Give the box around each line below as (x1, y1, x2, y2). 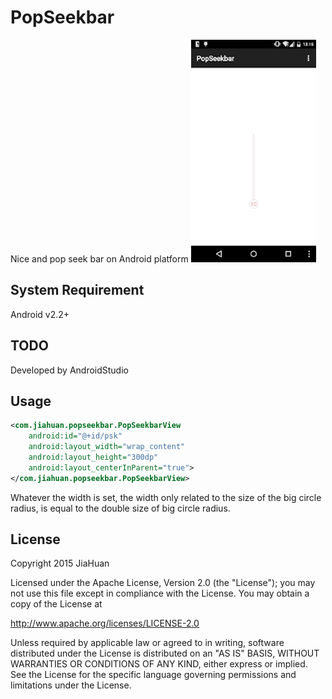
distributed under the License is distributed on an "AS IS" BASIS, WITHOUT (10, 647, 320, 660)
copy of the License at (10, 598, 103, 610)
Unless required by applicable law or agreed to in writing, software (10, 637, 285, 649)
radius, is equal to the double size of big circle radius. (10, 502, 231, 514)
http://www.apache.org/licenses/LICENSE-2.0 (10, 617, 200, 630)
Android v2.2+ (10, 308, 70, 320)
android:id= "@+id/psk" (28, 431, 123, 441)
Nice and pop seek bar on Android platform (10, 252, 189, 265)
